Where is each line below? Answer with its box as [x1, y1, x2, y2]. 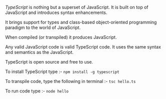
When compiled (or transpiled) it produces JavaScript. [5, 34, 117, 40]
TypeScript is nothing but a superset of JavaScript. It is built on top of [5, 4, 148, 10]
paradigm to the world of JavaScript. [5, 24, 81, 30]
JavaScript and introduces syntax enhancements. [5, 9, 107, 15]
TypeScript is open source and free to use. [5, 59, 93, 64]
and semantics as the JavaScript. [5, 49, 74, 55]
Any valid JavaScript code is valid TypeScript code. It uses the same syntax [5, 44, 161, 49]
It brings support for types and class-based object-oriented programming [5, 19, 157, 25]
